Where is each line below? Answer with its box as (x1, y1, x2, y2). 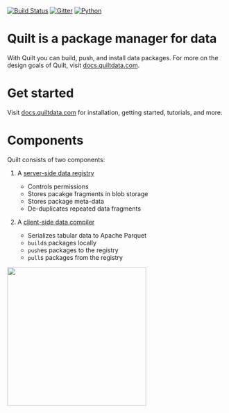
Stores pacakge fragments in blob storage (27, 189, 149, 197)
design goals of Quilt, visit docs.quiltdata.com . (7, 61, 140, 69)
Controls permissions (27, 182, 89, 191)
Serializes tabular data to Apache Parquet (27, 231, 147, 239)
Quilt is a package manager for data (7, 31, 217, 46)
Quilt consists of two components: (7, 155, 105, 164)
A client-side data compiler (17, 218, 95, 226)
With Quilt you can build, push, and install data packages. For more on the (7, 53, 219, 62)
